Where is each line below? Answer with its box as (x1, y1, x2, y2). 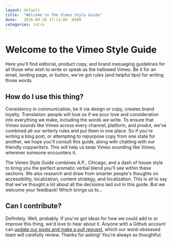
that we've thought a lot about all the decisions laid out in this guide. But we (5, 181, 165, 188)
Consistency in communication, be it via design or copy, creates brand (5, 106, 155, 112)
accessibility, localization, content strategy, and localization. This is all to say (5, 176, 167, 182)
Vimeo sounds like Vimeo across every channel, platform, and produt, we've (5, 122, 167, 128)
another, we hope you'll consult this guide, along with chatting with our (5, 139, 155, 144)
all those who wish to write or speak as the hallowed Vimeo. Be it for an (5, 66, 157, 72)
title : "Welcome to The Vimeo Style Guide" (5, 12, 102, 17)
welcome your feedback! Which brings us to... (5, 187, 103, 193)
